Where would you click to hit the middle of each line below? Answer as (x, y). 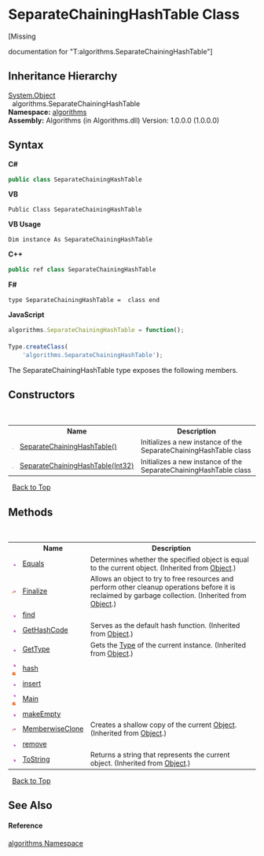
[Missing (22, 36)
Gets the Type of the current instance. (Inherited (168, 645)
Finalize (35, 591)
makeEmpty (42, 714)
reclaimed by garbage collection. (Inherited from (168, 595)
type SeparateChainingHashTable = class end (84, 301)
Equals (33, 563)
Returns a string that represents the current (160, 755)
